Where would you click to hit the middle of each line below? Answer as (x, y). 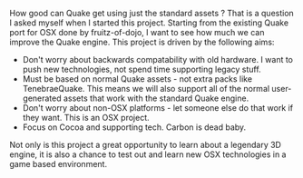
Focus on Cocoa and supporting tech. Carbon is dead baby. (134, 127)
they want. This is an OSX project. (86, 118)
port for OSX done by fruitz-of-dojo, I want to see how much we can (137, 32)
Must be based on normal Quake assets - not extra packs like (137, 79)
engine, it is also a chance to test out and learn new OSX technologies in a (148, 154)
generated (42, 98)
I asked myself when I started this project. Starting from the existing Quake (149, 23)
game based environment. (58, 164)
